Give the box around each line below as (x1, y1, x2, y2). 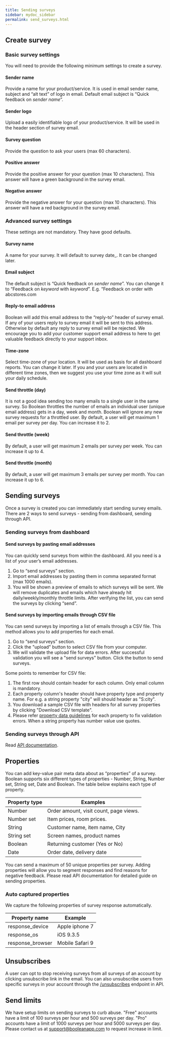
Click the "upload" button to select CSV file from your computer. (12, 644, 147, 650)
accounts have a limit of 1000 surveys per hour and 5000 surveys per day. (5, 1020, 161, 1026)
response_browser (8, 940, 52, 947)
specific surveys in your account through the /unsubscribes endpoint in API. (5, 981, 164, 988)
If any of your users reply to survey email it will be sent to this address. (5, 320, 153, 326)
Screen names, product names (47, 832, 121, 839)
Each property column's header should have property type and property (12, 690, 164, 697)
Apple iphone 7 (57, 923, 94, 930)
